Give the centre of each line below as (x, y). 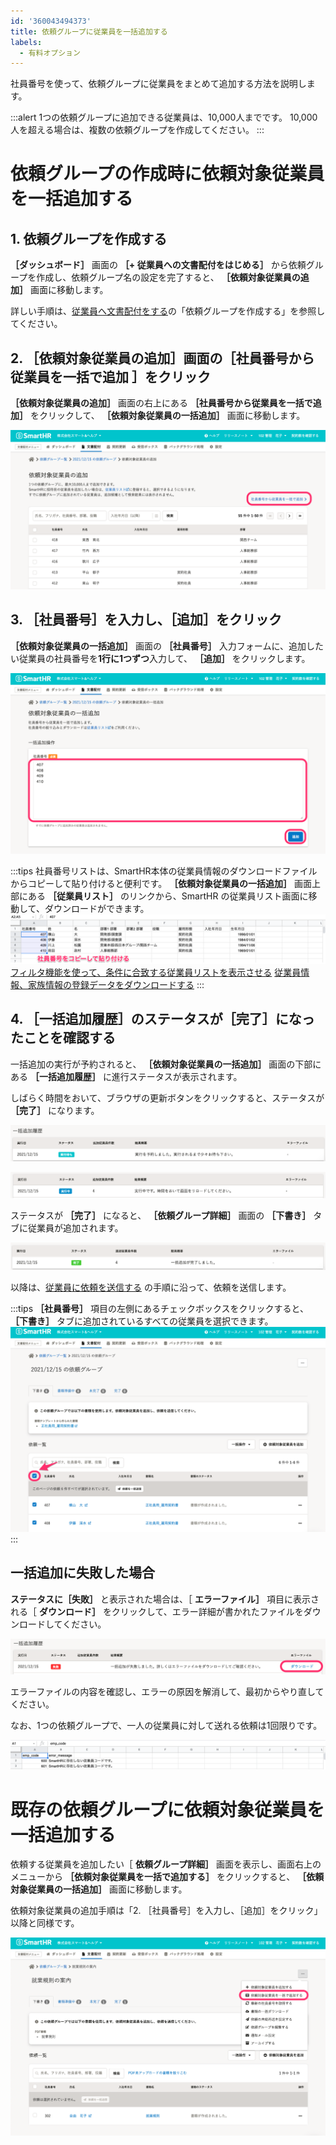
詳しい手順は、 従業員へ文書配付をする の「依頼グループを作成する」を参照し (168, 311)
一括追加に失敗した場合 (82, 1573)
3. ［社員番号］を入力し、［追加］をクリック (146, 620)
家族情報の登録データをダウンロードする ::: (116, 984)
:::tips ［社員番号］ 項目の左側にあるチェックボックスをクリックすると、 (159, 1308)
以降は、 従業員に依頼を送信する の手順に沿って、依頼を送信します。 (151, 1287)
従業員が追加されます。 (75, 1228)
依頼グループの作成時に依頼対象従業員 (167, 174)
